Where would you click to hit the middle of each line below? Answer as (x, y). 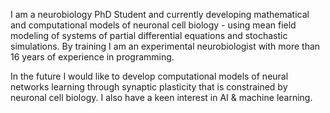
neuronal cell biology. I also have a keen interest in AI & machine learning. (161, 97)
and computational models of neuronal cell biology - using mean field (153, 25)
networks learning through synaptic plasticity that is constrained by (149, 87)
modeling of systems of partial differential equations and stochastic (149, 35)
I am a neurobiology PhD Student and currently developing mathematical (160, 14)
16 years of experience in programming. (92, 57)
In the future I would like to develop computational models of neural (149, 76)
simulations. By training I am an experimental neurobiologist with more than (165, 46)
